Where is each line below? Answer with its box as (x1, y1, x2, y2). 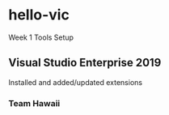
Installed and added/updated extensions (8, 77, 143, 87)
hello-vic (8, 6, 70, 24)
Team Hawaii (8, 97, 61, 109)
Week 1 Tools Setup (8, 32, 74, 42)
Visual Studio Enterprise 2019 (8, 56, 162, 70)
